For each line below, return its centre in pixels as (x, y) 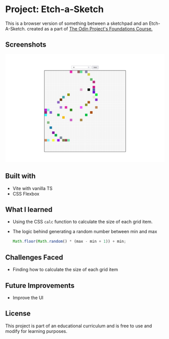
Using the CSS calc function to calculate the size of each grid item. (82, 222)
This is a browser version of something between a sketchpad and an (77, 23)
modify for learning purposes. (36, 331)
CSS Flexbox (26, 194)
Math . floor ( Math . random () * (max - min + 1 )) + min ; (69, 242)
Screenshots (26, 45)
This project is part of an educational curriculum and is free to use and (79, 326)
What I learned (29, 210)
